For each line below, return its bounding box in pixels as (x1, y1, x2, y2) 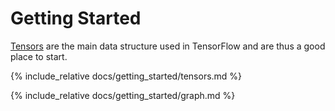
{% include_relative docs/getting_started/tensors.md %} (10, 70, 243, 82)
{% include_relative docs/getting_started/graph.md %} (10, 89, 236, 101)
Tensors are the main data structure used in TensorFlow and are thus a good (10, 40, 326, 52)
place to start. (10, 50, 68, 62)
